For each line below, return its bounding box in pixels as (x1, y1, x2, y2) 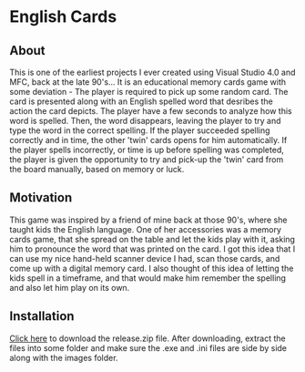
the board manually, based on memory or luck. (9, 164, 185, 174)
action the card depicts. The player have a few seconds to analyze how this (9, 106, 293, 116)
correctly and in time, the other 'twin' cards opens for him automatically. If (9, 135, 288, 145)
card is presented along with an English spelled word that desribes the (9, 96, 273, 107)
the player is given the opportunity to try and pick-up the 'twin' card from (9, 154, 284, 165)
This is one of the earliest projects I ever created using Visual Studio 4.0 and (9, 67, 296, 77)
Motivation (9, 190, 73, 206)
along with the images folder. (9, 352, 118, 363)
